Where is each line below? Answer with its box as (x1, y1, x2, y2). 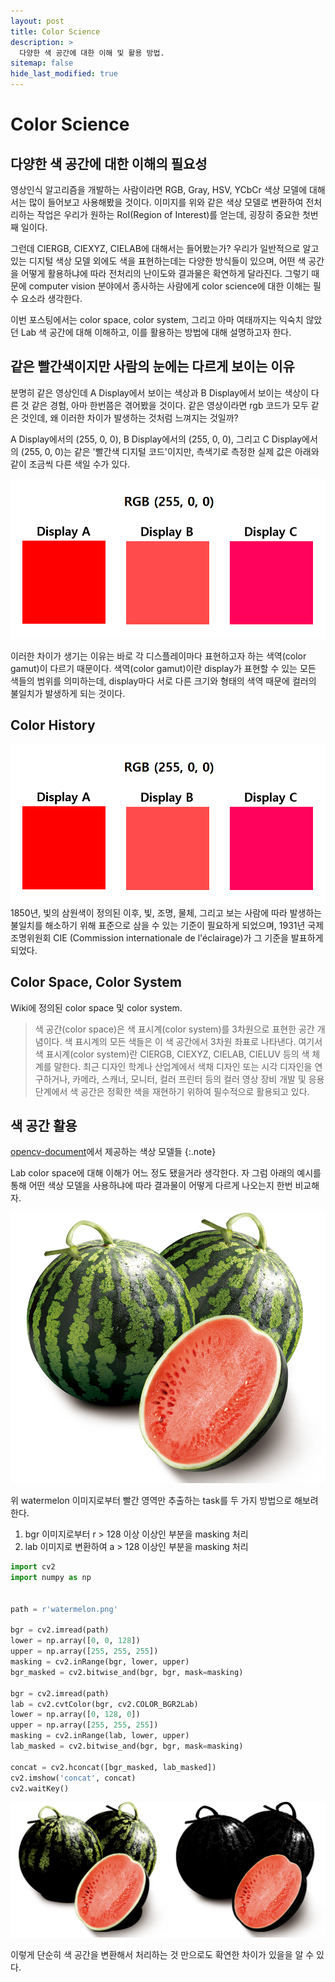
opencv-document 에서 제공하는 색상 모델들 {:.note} (10, 1146, 217, 1158)
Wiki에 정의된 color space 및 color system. (10, 1001, 183, 1014)
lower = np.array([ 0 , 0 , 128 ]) (10, 1636, 141, 1646)
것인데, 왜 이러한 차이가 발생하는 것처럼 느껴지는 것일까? (20, 411, 239, 424)
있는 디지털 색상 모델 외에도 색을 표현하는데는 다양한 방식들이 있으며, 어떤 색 (10, 255, 307, 267)
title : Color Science (10, 26, 101, 37)
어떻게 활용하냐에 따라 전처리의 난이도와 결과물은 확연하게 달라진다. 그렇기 (20, 268, 310, 279)
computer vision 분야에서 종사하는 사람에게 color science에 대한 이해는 (28, 280, 311, 292)
